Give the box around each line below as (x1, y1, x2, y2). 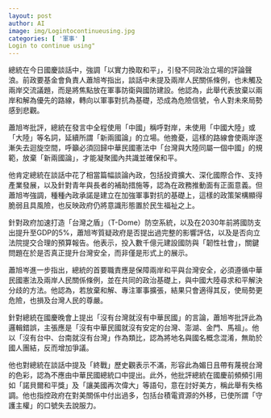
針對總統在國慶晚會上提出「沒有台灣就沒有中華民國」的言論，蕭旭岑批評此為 (8, 313, 263, 323)
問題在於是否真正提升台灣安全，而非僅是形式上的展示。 (8, 248, 192, 258)
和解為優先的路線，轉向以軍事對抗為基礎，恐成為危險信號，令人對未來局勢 (15, 95, 263, 105)
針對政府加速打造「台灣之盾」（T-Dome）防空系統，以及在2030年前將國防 (8, 217, 255, 227)
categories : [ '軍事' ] (8, 34, 86, 43)
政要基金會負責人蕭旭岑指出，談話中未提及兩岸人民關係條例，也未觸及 (29, 75, 263, 85)
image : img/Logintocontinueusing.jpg (8, 27, 135, 35)
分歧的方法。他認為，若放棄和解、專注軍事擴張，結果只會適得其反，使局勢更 (8, 285, 263, 295)
